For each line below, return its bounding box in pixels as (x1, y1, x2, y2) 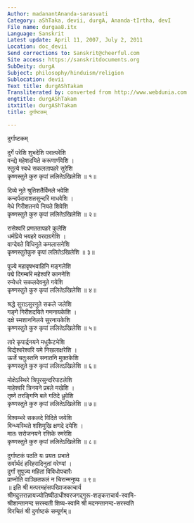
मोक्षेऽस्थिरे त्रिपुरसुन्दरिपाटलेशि (7, 375, 72, 384)
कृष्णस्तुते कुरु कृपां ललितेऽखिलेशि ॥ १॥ (7, 172, 97, 180)
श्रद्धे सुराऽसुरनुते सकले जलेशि (7, 300, 72, 308)
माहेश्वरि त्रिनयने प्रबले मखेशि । (7, 383, 75, 392)
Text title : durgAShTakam (7, 82, 83, 90)
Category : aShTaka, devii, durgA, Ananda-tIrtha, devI (7, 17, 172, 24)
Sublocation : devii (7, 75, 65, 83)
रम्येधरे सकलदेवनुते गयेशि (7, 278, 63, 286)
